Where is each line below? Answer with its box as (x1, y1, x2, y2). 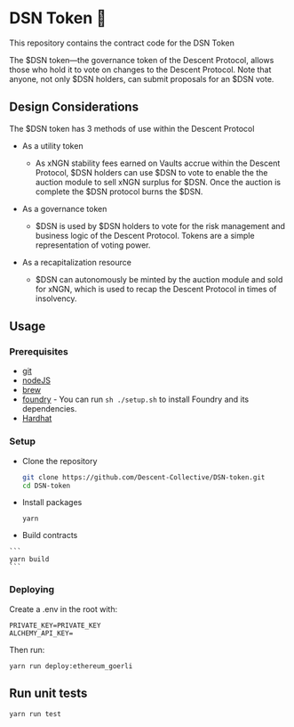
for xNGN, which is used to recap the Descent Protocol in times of (35, 283, 277, 294)
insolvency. (35, 293, 77, 304)
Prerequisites (9, 346, 68, 358)
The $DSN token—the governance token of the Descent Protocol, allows (9, 54, 274, 65)
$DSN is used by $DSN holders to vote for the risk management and (35, 220, 286, 231)
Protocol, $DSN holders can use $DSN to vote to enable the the (35, 167, 268, 177)
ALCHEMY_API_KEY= (9, 628, 74, 638)
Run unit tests (9, 686, 88, 701)
